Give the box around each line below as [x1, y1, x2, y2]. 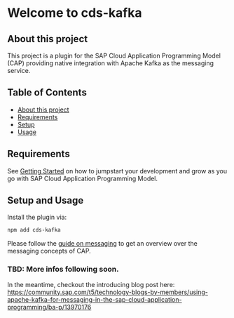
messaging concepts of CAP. [7, 247, 91, 256]
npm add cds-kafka [7, 227, 61, 234]
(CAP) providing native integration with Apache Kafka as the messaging [7, 59, 214, 67]
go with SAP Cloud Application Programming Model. [7, 174, 158, 183]
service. [7, 67, 31, 74]
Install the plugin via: [7, 213, 67, 222]
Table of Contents [7, 86, 88, 99]
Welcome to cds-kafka [7, 5, 142, 21]
